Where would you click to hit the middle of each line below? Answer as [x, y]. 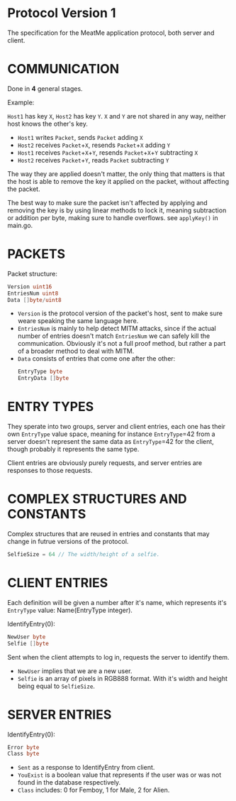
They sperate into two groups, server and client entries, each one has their [116, 427]
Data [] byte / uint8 [34, 300]
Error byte [23, 747]
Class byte [23, 754]
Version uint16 [30, 287]
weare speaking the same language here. [78, 321]
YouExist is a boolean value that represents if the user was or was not [119, 775]
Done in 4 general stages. [45, 88]
